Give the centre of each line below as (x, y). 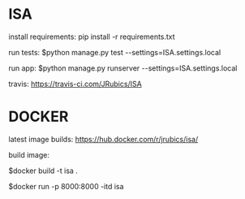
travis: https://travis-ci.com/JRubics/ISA (75, 84)
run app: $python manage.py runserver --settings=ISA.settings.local (123, 68)
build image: (29, 154)
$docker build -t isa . (43, 171)
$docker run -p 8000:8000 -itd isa (66, 186)
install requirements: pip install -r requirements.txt (92, 37)
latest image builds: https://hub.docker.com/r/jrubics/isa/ (103, 139)
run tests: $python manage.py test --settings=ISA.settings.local (115, 52)
